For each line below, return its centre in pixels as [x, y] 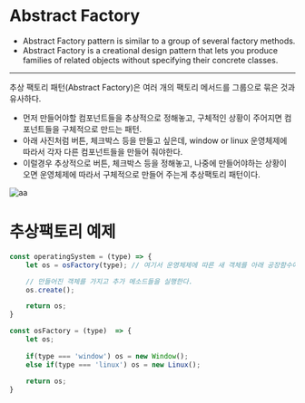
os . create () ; [50, 290]
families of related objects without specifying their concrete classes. [150, 60]
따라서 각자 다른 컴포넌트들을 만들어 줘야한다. [103, 151]
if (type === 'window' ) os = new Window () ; [107, 356]
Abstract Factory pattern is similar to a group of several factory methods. [159, 41]
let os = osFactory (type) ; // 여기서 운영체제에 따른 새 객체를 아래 [145, 265]
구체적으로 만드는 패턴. [102, 129]
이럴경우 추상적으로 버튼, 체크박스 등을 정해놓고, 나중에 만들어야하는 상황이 [155, 163]
